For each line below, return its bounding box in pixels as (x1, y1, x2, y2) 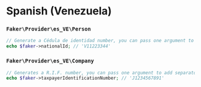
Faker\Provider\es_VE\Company (6, 58, 95, 64)
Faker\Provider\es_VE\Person (6, 26, 92, 32)
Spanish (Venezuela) (6, 4, 112, 18)
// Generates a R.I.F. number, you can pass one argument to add (6, 70, 172, 76)
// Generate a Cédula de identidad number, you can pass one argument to (6, 38, 194, 44)
